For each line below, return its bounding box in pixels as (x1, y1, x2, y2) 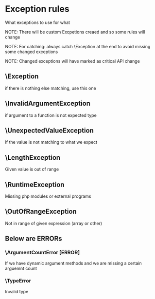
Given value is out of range (5, 167, 59, 172)
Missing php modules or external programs (5, 193, 91, 199)
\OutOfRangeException (5, 207, 77, 216)
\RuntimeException (5, 180, 65, 188)
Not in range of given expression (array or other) (5, 220, 103, 226)
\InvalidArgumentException (5, 99, 91, 108)
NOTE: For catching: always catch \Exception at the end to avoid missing (5, 43, 151, 49)
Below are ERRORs (5, 235, 62, 243)
